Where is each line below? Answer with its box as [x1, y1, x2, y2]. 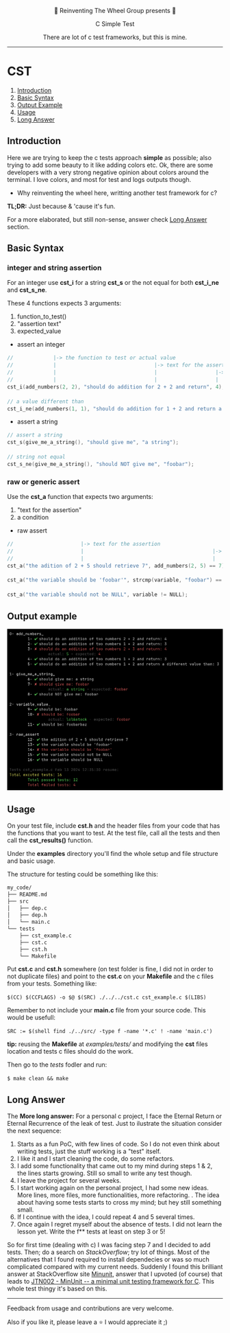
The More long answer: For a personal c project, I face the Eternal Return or [7, 1112, 222, 1120]
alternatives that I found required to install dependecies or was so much [7, 1255, 210, 1264]
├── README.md [7, 891, 48, 899]
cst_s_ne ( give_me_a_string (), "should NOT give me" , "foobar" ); [7, 461, 194, 467]
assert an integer [16, 340, 65, 349]
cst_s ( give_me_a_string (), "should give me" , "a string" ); [7, 439, 179, 446]
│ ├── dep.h [7, 912, 48, 919]
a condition [16, 513, 49, 522]
